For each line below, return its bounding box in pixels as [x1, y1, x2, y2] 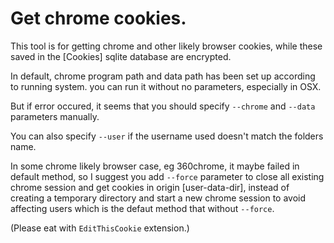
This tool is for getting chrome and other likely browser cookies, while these [10, 40, 323, 52]
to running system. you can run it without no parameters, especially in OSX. [10, 80, 322, 92]
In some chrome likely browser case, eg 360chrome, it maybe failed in [10, 160, 300, 172]
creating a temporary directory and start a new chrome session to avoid [10, 192, 307, 204]
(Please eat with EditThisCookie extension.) [10, 222, 190, 234]
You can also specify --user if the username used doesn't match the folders [10, 130, 324, 142]
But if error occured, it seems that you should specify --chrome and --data [10, 100, 316, 112]
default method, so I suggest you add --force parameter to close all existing [10, 170, 325, 182]
